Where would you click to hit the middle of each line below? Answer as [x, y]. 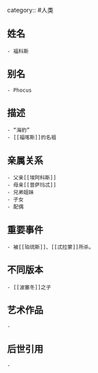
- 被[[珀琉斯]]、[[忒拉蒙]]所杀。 [51, 248]
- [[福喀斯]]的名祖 [32, 138]
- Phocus [20, 90]
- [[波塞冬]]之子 [29, 287]
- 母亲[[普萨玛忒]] [32, 185]
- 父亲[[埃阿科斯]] [32, 178]
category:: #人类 [30, 10]
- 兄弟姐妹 [21, 193]
